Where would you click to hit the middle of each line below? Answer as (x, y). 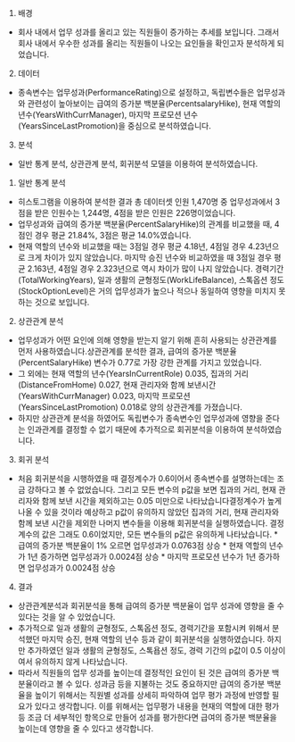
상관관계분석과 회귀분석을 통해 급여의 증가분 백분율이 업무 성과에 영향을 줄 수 (151, 606)
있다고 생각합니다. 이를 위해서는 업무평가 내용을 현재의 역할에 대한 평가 (157, 706)
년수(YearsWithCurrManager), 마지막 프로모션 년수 (108, 115)
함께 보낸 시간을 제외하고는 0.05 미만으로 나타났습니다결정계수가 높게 (162, 501)
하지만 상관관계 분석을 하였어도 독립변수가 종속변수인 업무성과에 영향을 (140, 418)
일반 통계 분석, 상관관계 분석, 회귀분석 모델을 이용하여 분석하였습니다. (138, 164)
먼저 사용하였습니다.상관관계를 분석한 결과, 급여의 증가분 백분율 (127, 351)
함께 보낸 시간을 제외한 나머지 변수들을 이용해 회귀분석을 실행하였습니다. (143, 523)
